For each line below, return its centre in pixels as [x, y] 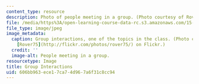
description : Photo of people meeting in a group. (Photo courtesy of [95, 17]
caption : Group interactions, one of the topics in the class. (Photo [100, 39]
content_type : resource [36, 12]
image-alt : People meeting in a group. [61, 56]
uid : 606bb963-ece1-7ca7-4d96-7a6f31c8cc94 [61, 72]
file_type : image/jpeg [34, 28]
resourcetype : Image [32, 61]
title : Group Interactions [39, 67]
